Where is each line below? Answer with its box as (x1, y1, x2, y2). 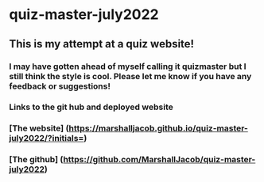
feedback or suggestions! (9, 81, 111, 92)
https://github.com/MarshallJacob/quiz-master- (63, 154, 256, 165)
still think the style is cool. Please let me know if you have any (9, 70, 252, 82)
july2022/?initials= (9, 133, 84, 144)
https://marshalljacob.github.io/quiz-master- (68, 123, 249, 134)
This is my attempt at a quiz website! (9, 37, 194, 51)
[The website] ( (9, 123, 70, 134)
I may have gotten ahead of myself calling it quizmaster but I (9, 61, 247, 72)
